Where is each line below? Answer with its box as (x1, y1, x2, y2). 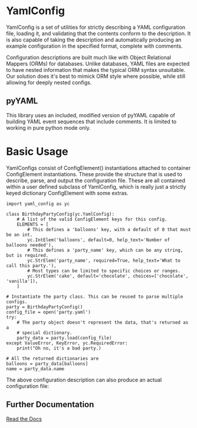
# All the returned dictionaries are (6, 355, 99, 361)
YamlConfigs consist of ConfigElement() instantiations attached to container (6, 164, 191, 172)
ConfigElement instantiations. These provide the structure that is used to (6, 170, 183, 177)
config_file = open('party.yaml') (6, 309, 91, 315)
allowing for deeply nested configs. (6, 78, 92, 86)
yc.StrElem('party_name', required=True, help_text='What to (27, 258, 181, 264)
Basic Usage (6, 144, 68, 158)
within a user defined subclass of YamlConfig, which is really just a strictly (6, 183, 187, 190)
